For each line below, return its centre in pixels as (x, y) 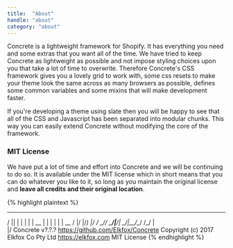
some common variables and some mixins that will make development (107, 90)
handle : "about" (31, 20)
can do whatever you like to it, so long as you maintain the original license (113, 181)
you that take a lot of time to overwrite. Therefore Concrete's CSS (101, 68)
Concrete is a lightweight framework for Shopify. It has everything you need (115, 47)
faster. (16, 98)
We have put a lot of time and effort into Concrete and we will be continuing (115, 167)
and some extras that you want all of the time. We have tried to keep (105, 53)
